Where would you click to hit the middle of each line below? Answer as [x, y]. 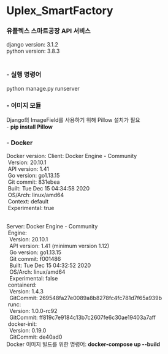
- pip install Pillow [30, 127]
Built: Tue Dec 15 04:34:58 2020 [49, 189]
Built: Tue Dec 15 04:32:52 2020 [50, 265]
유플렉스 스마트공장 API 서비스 [48, 31]
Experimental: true [31, 208]
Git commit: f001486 [35, 259]
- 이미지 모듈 [24, 105]
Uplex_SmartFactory [60, 11]
